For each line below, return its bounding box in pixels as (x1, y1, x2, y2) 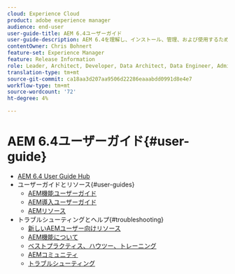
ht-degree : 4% (7, 95, 49, 102)
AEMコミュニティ (27, 250, 78, 259)
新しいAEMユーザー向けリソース (27, 224, 121, 232)
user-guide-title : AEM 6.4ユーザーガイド (7, 29, 122, 37)
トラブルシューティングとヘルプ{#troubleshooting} (17, 215, 164, 224)
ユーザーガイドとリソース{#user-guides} (17, 180, 135, 189)
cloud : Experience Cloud (7, 10, 80, 18)
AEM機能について (27, 233, 78, 241)
